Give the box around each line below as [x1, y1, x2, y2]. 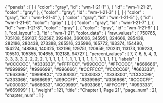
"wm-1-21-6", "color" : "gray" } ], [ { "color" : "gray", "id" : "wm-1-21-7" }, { [5, 20, 154, 25]
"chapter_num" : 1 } [5, 92, 44, 98]
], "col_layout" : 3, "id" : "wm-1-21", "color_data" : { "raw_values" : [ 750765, [5, 30, 157, 36]
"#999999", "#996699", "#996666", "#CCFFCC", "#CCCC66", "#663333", [5, 66, 155, 72]
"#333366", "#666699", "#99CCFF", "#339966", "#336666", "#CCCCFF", [5, 77, 154, 82]
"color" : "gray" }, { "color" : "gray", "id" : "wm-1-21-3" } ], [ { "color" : [5, 9, 145, 15]
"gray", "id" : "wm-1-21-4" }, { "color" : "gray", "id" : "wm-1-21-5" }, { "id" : [5, 15, 154, 20]
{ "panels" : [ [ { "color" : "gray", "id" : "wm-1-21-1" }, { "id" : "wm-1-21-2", [5, 4, 152, 10]
